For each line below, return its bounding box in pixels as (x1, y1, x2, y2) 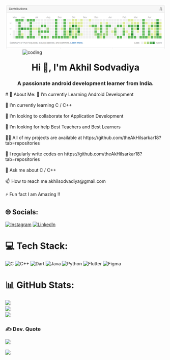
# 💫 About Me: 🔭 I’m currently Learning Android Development (5, 91, 134, 98)
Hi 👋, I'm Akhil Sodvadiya (31, 62, 140, 73)
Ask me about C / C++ (9, 167, 56, 173)
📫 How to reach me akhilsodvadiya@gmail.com (5, 178, 106, 184)
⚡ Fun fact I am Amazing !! (5, 191, 61, 198)
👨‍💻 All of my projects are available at (5, 134, 82, 141)
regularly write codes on (12, 151, 63, 157)
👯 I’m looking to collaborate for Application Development (5, 113, 124, 119)
